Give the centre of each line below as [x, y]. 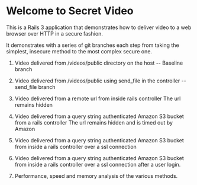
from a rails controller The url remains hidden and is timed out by [94, 122]
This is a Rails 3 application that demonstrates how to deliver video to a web [99, 27]
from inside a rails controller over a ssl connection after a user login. [98, 164]
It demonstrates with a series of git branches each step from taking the [93, 45]
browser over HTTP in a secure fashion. [55, 33]
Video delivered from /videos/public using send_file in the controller [97, 81]
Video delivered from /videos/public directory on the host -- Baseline [99, 63]
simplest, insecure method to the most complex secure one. [79, 51]
